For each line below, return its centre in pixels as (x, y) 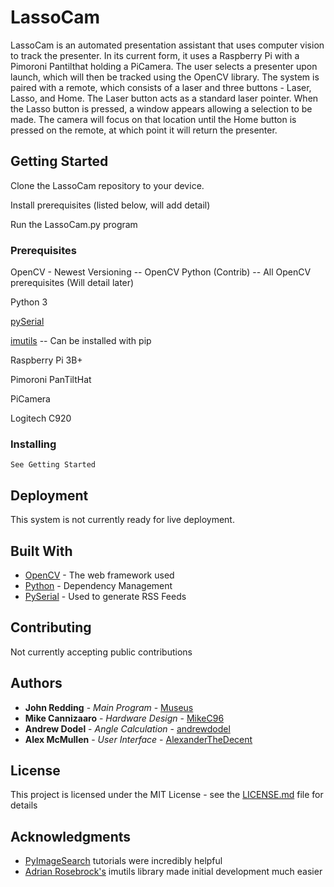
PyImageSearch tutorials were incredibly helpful (123, 861)
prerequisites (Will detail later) (72, 283)
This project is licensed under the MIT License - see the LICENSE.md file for (167, 795)
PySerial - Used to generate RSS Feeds (105, 596)
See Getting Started (53, 465)
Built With (41, 551)
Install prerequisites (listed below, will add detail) (110, 205)
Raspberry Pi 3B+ (46, 360)
